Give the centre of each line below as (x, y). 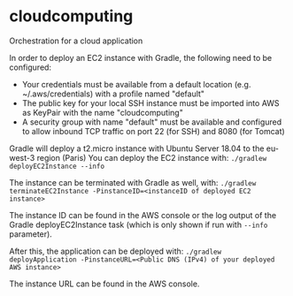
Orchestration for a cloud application (76, 41)
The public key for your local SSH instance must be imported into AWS (151, 102)
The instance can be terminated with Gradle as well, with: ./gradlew (133, 182)
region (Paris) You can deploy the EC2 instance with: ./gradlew (152, 157)
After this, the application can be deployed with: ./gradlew (116, 251)
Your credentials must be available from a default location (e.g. (136, 84)
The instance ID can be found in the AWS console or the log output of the (143, 215)
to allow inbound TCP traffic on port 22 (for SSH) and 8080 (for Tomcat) (153, 131)
